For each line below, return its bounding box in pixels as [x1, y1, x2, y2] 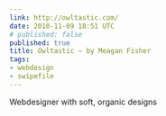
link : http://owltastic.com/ [9, 13, 119, 22]
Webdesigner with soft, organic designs [9, 96, 158, 107]
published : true [9, 38, 70, 48]
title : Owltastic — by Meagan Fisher [9, 47, 152, 56]
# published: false [9, 30, 83, 39]
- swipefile [9, 72, 54, 81]
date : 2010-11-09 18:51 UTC [9, 22, 115, 31]
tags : [9, 55, 30, 64]
